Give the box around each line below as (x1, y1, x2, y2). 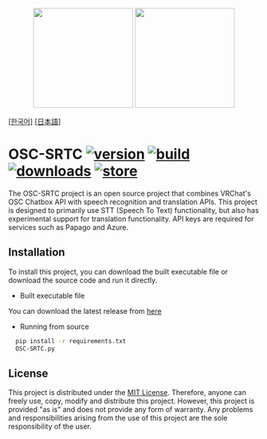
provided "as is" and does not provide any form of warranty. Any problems (8, 405, 253, 414)
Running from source (19, 322, 89, 331)
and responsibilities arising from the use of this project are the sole (8, 413, 228, 423)
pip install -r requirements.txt (15, 337, 127, 345)
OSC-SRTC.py (15, 344, 56, 353)
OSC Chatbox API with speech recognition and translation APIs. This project (8, 196, 257, 207)
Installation (8, 246, 65, 259)
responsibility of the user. (8, 421, 92, 431)
